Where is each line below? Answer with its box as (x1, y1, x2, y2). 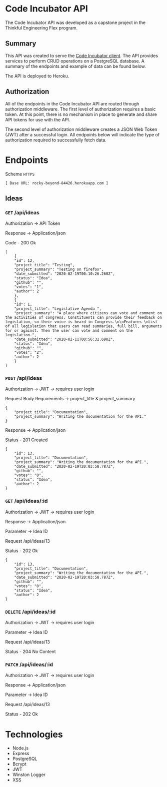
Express (12, 751, 29, 757)
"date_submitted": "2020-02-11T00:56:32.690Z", (14, 337, 115, 342)
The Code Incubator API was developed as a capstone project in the (5, 19, 146, 25)
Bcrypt (12, 761, 26, 767)
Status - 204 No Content (5, 649, 56, 655)
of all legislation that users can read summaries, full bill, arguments (5, 324, 162, 329)
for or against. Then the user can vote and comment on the (5, 328, 133, 333)
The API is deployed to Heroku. (5, 73, 69, 79)
